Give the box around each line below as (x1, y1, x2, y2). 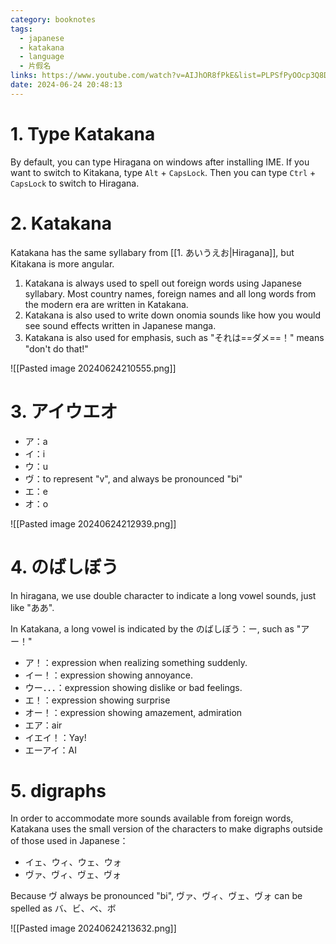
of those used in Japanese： (10, 835, 129, 847)
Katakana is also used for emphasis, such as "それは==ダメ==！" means (24, 331, 325, 343)
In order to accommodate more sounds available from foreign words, (10, 812, 294, 825)
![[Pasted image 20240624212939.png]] (10, 517, 177, 530)
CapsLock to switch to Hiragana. (10, 177, 140, 189)
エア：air (24, 719, 63, 731)
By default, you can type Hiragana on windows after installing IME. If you (10, 156, 310, 168)
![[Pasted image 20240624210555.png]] (10, 362, 177, 374)
